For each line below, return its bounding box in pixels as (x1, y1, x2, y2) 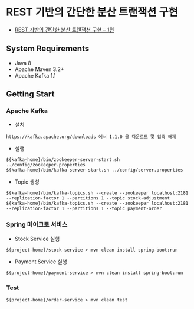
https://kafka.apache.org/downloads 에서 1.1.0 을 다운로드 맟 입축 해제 (6, 134, 176, 140)
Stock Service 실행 (14, 235, 60, 242)
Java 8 (14, 59, 31, 66)
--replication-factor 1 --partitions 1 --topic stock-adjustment (6, 195, 170, 201)
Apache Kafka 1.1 (14, 72, 56, 79)
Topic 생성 (14, 178, 40, 185)
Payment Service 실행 (14, 258, 68, 265)
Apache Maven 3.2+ (14, 66, 64, 73)
